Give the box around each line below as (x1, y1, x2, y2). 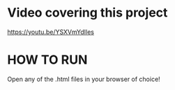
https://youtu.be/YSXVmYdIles (7, 28, 94, 36)
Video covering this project (7, 5, 168, 21)
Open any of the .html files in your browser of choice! (7, 75, 160, 83)
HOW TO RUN (7, 52, 88, 68)
